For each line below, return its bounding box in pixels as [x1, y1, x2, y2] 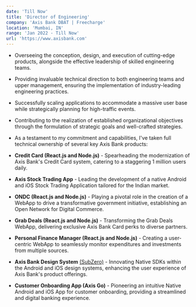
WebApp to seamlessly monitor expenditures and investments [33, 241, 182, 247]
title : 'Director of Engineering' [6, 14, 90, 20]
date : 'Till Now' [6, 8, 48, 15]
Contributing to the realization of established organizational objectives [14, 117, 184, 123]
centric [14, 241, 32, 247]
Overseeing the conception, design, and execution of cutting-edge [14, 52, 175, 58]
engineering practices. [14, 88, 69, 95]
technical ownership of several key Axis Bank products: [14, 141, 148, 147]
